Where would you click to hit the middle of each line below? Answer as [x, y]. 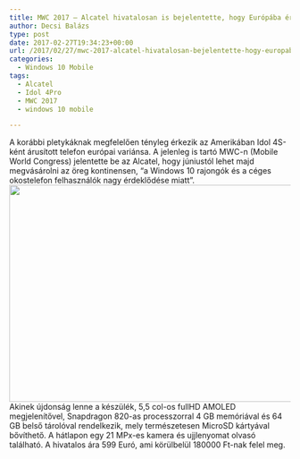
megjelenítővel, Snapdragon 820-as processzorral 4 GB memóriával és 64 [146, 416]
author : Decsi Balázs [50, 26]
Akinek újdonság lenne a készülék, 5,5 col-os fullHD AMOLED [123, 407]
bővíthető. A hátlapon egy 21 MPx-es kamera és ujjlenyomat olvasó [133, 436]
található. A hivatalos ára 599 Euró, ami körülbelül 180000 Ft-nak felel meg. [147, 445]
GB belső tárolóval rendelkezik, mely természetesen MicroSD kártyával [140, 426]
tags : [19, 76]
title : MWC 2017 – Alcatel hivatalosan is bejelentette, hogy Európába [145, 17]
